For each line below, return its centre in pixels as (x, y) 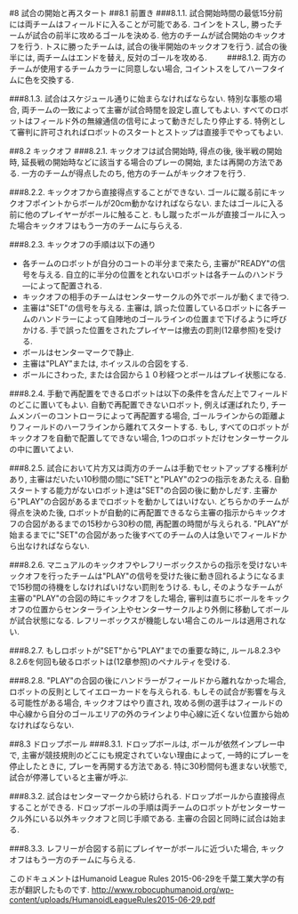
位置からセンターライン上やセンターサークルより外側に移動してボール (161, 609)
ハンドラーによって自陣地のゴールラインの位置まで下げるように (154, 319)
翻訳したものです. (57, 890)
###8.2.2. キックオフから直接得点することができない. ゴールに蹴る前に (140, 192)
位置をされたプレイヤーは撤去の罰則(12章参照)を (177, 330)
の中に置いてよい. (41, 449)
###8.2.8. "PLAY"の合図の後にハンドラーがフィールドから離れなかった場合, (148, 680)
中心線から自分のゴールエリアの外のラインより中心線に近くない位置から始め (149, 714)
